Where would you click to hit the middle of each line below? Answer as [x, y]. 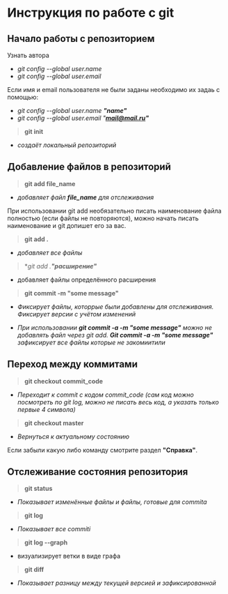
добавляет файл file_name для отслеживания [85, 197]
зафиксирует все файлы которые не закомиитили [91, 342]
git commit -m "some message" [72, 293]
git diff [34, 570]
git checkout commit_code [63, 381]
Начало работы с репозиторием [81, 39]
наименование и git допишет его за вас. [67, 225]
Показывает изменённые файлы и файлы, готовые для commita [112, 502]
